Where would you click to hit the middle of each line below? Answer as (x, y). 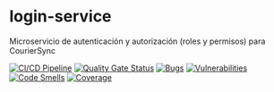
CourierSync (33, 50)
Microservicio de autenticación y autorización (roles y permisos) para (137, 41)
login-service (60, 17)
